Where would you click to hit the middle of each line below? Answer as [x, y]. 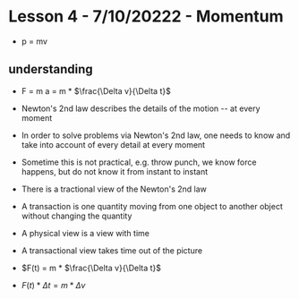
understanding [51, 69]
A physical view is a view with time [85, 233]
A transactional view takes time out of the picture [112, 250]
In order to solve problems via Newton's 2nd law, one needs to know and [156, 135]
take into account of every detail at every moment [113, 144]
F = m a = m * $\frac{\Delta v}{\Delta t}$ [96, 90]
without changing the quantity [77, 216]
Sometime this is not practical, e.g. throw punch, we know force [139, 162]
